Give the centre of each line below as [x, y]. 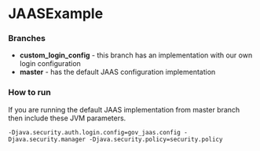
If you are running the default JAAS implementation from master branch [124, 109]
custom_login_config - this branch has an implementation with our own [136, 55]
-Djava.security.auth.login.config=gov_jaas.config [94, 132]
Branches [27, 39]
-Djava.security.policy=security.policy [156, 139]
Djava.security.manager [47, 139]
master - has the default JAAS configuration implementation [117, 72]
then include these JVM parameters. [67, 118]
